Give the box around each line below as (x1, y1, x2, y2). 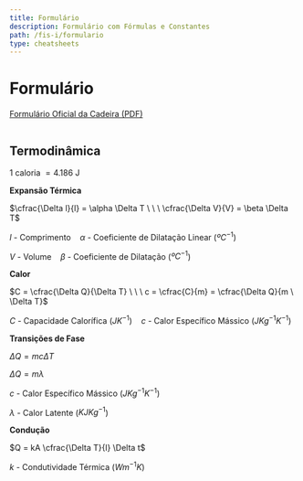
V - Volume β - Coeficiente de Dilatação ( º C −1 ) (9, 249, 192, 262)
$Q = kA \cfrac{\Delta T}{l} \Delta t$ (9, 443, 146, 454)
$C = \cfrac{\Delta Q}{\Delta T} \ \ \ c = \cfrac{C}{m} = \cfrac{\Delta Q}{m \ (9, 286, 294, 297)
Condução (9, 424, 50, 435)
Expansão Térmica (9, 185, 82, 196)
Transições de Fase (9, 333, 85, 344)
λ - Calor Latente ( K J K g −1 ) (9, 405, 110, 418)
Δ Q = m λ (9, 368, 45, 379)
